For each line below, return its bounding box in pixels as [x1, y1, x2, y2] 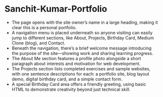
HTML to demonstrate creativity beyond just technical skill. [11, 86, 131, 92]
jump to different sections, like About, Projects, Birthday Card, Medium [11, 35, 154, 41]
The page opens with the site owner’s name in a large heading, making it [11, 19, 158, 25]
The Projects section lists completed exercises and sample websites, [11, 65, 151, 71]
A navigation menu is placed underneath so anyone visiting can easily [11, 30, 153, 35]
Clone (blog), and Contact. [11, 40, 66, 46]
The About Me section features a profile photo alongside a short [11, 55, 141, 61]
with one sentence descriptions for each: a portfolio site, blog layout [11, 71, 150, 77]
